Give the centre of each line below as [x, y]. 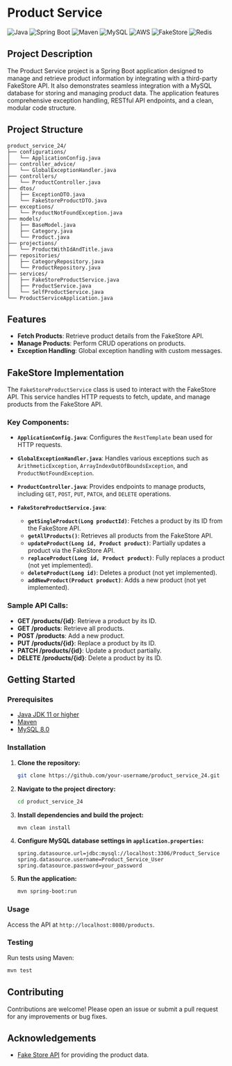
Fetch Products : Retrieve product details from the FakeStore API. [110, 336]
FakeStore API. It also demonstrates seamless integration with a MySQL [110, 86]
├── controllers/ [32, 176]
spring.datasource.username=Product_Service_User [91, 860]
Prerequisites [30, 700]
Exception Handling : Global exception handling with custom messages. [120, 351]
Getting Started [41, 680]
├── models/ [24, 219]
